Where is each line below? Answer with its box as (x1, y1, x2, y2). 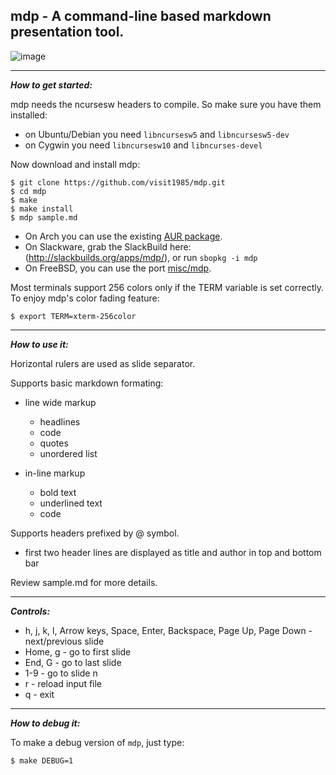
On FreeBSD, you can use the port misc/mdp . (24, 262, 212, 274)
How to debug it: (10, 717, 81, 729)
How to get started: (10, 79, 93, 91)
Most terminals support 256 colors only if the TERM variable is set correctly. (10, 281, 325, 293)
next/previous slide (24, 635, 105, 647)
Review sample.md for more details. (10, 576, 158, 588)
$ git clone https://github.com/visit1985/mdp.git (10, 177, 226, 188)
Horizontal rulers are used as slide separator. (10, 357, 196, 369)
